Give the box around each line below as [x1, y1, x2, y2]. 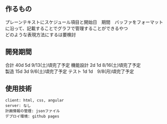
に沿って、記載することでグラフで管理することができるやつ [5, 25, 128, 31]
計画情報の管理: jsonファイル [5, 108, 60, 114]
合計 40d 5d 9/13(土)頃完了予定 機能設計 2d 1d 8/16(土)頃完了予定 [5, 62, 141, 68]
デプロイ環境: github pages [5, 114, 59, 119]
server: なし [5, 103, 31, 108]
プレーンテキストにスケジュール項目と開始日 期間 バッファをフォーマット [5, 19, 163, 25]
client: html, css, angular [5, 98, 64, 103]
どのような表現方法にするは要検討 [5, 32, 76, 38]
